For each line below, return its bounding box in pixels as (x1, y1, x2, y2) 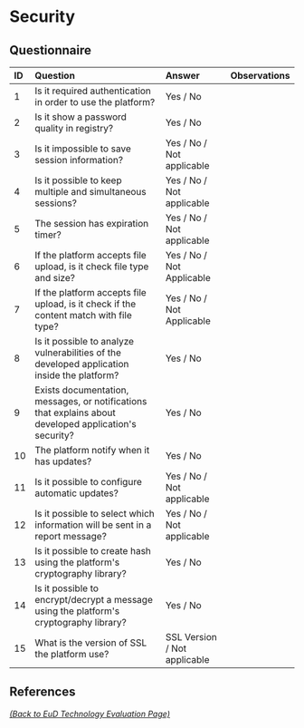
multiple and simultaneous (34, 186, 147, 198)
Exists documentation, (34, 383, 129, 396)
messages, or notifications (34, 395, 147, 407)
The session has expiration (34, 218, 149, 229)
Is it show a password (34, 111, 127, 123)
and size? (34, 272, 75, 284)
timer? (34, 228, 62, 241)
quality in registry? (34, 122, 114, 134)
